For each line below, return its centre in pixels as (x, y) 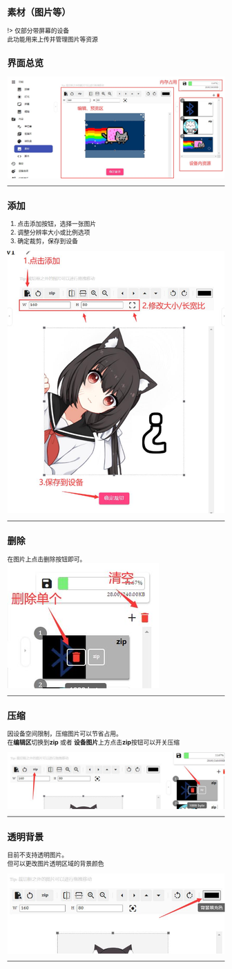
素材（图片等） (39, 12)
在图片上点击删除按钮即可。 (47, 559)
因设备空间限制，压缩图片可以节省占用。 (65, 734)
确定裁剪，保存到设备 (47, 241)
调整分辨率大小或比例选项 (54, 232)
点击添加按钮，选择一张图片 (57, 224)
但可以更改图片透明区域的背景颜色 (56, 864)
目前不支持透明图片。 (37, 855)
